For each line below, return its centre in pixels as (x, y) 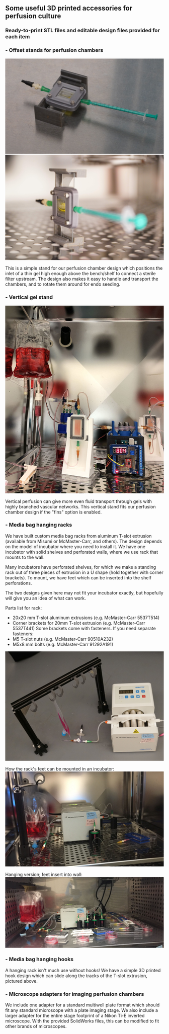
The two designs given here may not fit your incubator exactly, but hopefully (84, 592)
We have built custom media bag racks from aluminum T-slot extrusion (78, 536)
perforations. (19, 583)
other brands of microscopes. (36, 1026)
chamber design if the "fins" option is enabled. (54, 512)
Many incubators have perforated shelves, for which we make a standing (81, 567)
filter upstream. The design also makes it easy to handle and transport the (82, 279)
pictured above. (21, 981)
